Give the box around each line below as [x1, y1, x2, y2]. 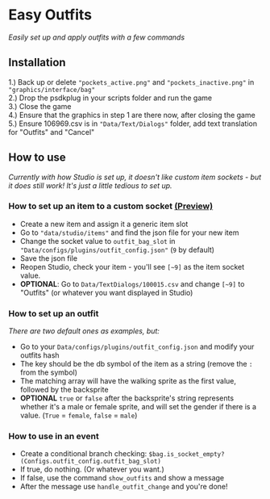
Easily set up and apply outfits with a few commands [8, 32, 185, 42]
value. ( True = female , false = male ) [19, 410, 138, 421]
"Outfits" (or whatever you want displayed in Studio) [19, 287, 193, 297]
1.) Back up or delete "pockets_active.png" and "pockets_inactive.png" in [8, 77, 255, 86]
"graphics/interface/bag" [8, 86, 95, 94]
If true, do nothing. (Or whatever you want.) [19, 464, 165, 474]
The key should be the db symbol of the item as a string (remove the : [19, 359, 253, 369]
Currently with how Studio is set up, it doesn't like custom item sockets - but [8, 172, 262, 182]
